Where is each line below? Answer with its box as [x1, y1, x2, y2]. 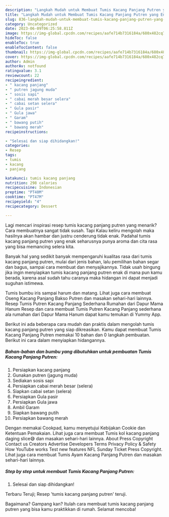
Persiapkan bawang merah [12, 415, 68, 421]
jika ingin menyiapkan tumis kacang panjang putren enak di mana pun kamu [5, 269, 162, 275]
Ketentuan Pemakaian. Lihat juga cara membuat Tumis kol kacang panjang [5, 430, 159, 436]
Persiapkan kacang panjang [12, 367, 70, 373]
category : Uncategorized [5, 21, 57, 27]
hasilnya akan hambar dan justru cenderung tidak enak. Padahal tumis [5, 233, 151, 239]
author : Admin [5, 59, 35, 64]
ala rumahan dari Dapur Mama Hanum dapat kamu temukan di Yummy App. [5, 311, 162, 317]
